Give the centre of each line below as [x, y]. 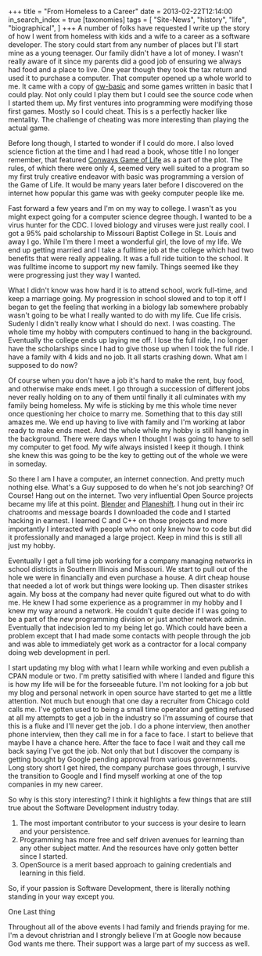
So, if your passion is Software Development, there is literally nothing [119, 888]
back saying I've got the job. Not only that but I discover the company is [124, 751]
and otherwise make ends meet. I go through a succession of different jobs [129, 389]
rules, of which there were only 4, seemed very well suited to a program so [129, 168]
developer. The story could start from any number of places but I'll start [123, 45]
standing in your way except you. [61, 896]
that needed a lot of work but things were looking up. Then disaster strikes [128, 586]
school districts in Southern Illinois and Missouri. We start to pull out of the [128, 569]
